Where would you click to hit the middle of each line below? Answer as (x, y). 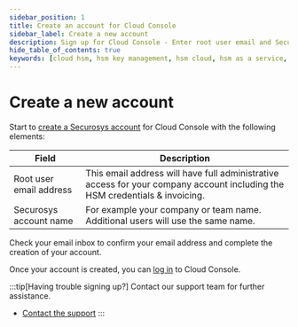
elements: (27, 136)
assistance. (30, 296)
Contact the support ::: (63, 313)
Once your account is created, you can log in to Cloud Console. (125, 269)
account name (43, 221)
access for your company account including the (185, 184)
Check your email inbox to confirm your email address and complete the (141, 242)
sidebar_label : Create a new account (79, 34)
